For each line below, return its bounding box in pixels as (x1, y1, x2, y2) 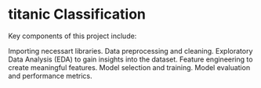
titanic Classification (8, 5, 147, 23)
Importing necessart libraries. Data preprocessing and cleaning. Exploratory (8, 46, 253, 55)
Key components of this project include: (8, 31, 137, 40)
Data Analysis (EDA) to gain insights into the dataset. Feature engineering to (8, 55, 253, 64)
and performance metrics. (8, 71, 92, 80)
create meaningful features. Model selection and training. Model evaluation (8, 62, 251, 72)
